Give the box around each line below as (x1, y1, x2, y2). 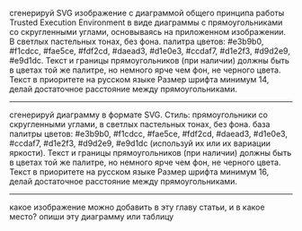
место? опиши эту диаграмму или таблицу (9, 211, 174, 222)
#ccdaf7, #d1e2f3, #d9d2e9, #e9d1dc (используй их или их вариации (9, 138, 271, 149)
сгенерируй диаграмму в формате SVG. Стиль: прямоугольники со (9, 109, 268, 120)
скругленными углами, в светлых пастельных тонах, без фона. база (9, 119, 271, 129)
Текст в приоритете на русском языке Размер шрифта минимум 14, (9, 74, 270, 84)
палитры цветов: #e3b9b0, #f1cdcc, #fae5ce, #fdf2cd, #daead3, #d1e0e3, (9, 129, 288, 139)
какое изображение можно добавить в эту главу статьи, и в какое (9, 201, 265, 212)
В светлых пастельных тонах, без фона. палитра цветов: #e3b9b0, (9, 36, 264, 47)
